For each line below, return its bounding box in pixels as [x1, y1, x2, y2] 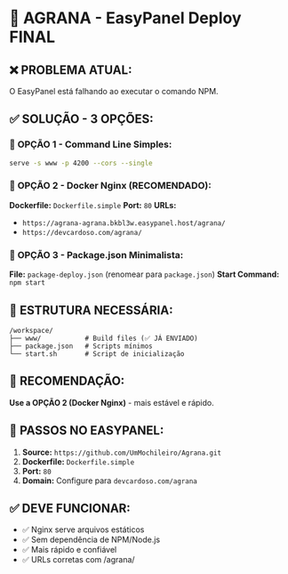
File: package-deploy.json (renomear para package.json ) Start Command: [9, 269, 280, 279]
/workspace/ [9, 326, 53, 335]
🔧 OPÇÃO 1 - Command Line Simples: [9, 138, 172, 150]
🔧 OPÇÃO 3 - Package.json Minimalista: [9, 248, 184, 261]
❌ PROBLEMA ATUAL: [9, 62, 132, 77]
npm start [9, 279, 46, 287]
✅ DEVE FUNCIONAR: [9, 500, 131, 515]
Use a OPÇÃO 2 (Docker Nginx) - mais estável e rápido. [9, 397, 215, 408]
